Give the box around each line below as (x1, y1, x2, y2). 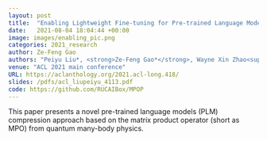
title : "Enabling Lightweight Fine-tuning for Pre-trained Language (8, 19, 244, 27)
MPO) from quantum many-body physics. (8, 124, 145, 133)
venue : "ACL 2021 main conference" (8, 63, 126, 71)
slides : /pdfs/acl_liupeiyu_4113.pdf (8, 78, 133, 86)
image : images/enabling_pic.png (8, 33, 115, 42)
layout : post (8, 11, 52, 20)
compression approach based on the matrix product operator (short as (8, 116, 240, 125)
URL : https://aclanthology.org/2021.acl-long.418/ (8, 70, 180, 78)
